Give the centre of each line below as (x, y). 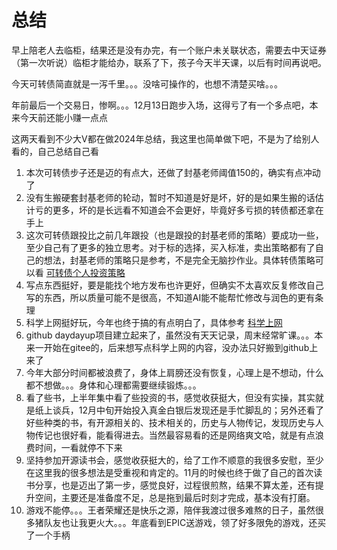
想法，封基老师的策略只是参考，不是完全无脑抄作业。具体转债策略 (179, 260)
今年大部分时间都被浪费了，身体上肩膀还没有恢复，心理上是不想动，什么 (174, 372)
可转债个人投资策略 (85, 272)
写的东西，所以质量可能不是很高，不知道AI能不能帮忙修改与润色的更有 (170, 297)
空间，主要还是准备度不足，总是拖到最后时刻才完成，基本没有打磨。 (175, 497)
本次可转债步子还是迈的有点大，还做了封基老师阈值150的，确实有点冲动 (173, 172)
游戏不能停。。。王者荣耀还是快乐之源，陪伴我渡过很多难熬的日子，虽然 (170, 510)
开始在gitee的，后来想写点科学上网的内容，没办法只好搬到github (176, 347)
